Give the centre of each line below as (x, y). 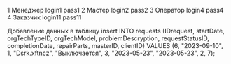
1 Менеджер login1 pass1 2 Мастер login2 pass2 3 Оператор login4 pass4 (115, 10)
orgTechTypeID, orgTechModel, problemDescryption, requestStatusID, (108, 38)
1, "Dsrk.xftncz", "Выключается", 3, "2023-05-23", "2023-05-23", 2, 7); (111, 53)
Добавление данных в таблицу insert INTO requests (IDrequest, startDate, (116, 31)
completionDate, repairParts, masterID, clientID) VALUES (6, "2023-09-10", (115, 46)
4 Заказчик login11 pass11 (44, 17)
